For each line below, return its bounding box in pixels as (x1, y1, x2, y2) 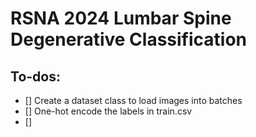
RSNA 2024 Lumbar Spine (10, 7, 232, 30)
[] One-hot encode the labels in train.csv (24, 105, 193, 117)
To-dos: (10, 68, 61, 85)
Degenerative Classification (10, 28, 248, 51)
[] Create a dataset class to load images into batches (24, 95, 243, 106)
